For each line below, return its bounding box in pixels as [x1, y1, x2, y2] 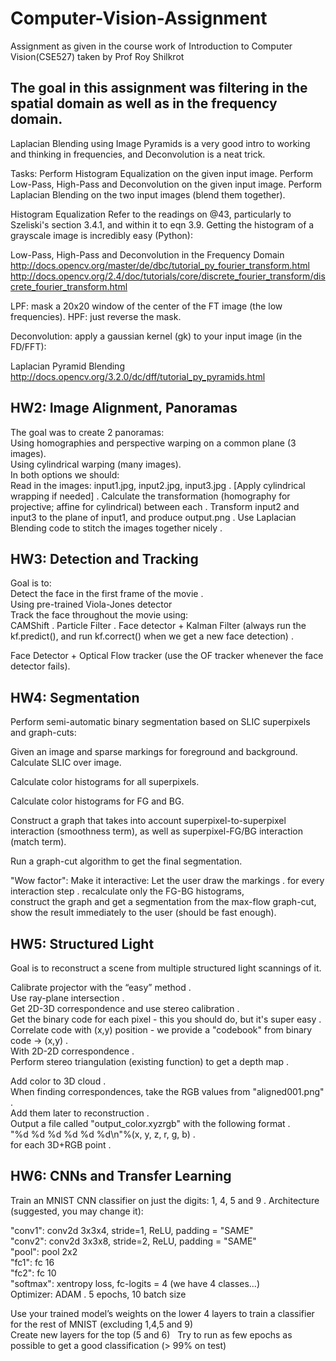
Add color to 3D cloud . [10, 1075, 107, 1087]
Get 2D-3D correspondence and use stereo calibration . [10, 1003, 240, 1014]
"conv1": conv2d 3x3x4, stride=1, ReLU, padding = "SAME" [10, 1224, 254, 1236]
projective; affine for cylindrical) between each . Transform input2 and [10, 500, 300, 512]
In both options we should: [10, 468, 120, 481]
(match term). [10, 836, 67, 848]
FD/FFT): [10, 340, 47, 352]
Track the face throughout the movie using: [10, 609, 189, 621]
